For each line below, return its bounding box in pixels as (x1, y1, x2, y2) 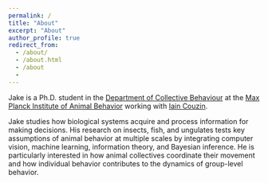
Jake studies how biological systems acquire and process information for (8, 116, 249, 126)
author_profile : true (8, 33, 81, 42)
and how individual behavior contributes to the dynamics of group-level (8, 158, 243, 168)
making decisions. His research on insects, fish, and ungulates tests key (8, 125, 246, 134)
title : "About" (8, 19, 59, 27)
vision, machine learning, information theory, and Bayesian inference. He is (8, 142, 255, 151)
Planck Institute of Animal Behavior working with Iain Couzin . (8, 101, 208, 111)
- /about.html (15, 56, 62, 64)
